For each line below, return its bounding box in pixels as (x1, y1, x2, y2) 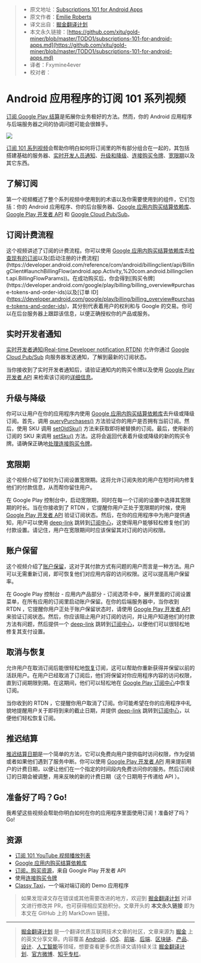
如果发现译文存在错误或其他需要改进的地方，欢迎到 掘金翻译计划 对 (20, 895, 187, 902)
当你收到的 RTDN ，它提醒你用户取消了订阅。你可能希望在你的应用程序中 (6, 699, 187, 707)
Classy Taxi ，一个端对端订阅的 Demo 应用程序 (14, 882, 129, 889)
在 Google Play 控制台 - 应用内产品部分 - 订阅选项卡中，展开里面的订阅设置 (6, 590, 191, 597)
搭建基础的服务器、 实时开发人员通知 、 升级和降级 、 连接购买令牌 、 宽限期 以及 (6, 152, 195, 159)
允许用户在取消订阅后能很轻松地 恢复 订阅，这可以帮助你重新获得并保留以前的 (6, 664, 195, 671)
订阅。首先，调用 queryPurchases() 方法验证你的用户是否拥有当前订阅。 (6, 418, 184, 425)
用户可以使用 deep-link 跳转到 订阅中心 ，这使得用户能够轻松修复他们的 (16, 519, 190, 526)
